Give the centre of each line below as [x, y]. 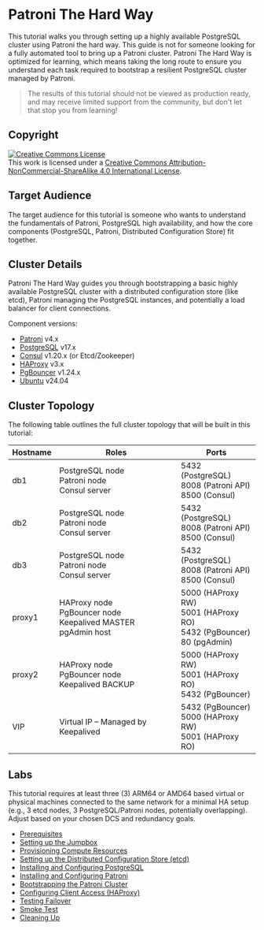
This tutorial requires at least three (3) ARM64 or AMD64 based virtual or [126, 793]
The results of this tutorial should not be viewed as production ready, [139, 93]
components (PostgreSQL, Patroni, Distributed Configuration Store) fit [121, 231]
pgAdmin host [85, 632]
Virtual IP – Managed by [103, 722]
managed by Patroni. [42, 78]
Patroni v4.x [39, 339]
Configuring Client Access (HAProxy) [80, 893]
